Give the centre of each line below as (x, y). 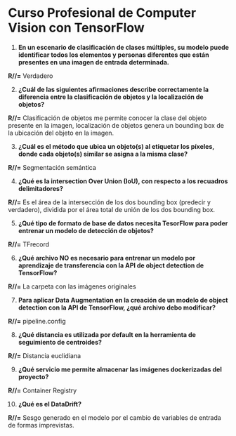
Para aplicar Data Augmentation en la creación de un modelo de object (123, 300)
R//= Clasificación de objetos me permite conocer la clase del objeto (107, 118)
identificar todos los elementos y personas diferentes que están (113, 55)
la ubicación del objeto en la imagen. (61, 133)
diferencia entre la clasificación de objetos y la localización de (111, 97)
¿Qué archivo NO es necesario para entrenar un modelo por (107, 258)
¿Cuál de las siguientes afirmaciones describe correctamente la (113, 89)
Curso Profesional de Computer (102, 13)
